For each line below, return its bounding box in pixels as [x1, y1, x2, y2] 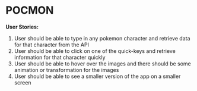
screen [14, 79, 31, 86]
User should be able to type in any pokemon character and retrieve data [14, 34, 190, 42]
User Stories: [5, 23, 39, 30]
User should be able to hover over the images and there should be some [14, 60, 191, 67]
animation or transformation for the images [14, 66, 119, 73]
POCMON [5, 4, 54, 17]
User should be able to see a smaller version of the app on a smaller [14, 73, 181, 80]
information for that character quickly [14, 54, 106, 61]
